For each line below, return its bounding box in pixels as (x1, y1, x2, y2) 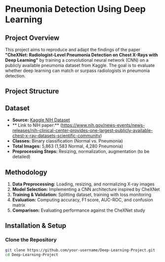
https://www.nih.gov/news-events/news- (62, 122, 145, 128)
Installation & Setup (5, 222, 66, 230)
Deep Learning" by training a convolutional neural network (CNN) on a (5, 57, 149, 63)
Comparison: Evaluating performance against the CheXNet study (12, 207, 145, 213)
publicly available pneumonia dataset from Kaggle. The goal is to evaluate (5, 63, 155, 68)
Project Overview (5, 34, 60, 42)
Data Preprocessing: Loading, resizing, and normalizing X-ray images (12, 181, 155, 187)
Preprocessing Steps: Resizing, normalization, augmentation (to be (12, 149, 150, 154)
